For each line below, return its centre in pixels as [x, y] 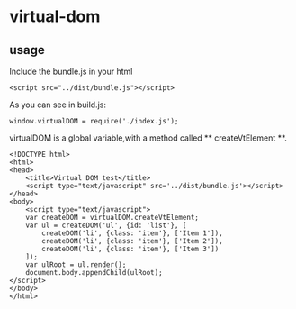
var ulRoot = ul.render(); [76, 265]
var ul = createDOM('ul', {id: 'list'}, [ [106, 225]
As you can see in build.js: [58, 105]
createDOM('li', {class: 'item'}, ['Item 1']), [132, 233]
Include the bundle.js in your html [71, 71]
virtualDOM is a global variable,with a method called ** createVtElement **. [148, 138]
